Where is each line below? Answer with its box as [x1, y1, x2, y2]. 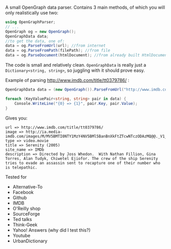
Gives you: [5, 115, 28, 121]
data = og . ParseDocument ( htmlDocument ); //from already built [5, 53, 140, 58]
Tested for [5, 174, 27, 180]
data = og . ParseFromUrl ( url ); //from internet [5, 43, 106, 48]
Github [12, 195, 27, 201]
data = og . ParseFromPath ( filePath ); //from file [5, 48, 110, 53]
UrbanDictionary [12, 238, 47, 244]
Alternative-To [12, 183, 43, 190]
